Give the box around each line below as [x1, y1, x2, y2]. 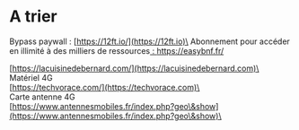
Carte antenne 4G [9, 91, 75, 102]
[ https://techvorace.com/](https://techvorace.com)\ [9, 82, 200, 92]
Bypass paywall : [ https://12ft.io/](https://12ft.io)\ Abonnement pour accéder [9, 36, 290, 47]
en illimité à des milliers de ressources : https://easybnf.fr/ [9, 45, 224, 56]
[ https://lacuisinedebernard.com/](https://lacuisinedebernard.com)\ [9, 63, 259, 74]
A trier [9, 6, 57, 27]
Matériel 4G [9, 72, 53, 82]
